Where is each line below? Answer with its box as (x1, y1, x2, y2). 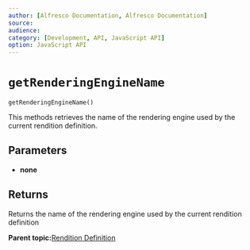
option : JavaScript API (8, 41, 87, 49)
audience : (8, 26, 41, 34)
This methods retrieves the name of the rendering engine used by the (8, 113, 236, 122)
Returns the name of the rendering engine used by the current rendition (8, 209, 242, 218)
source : (8, 19, 34, 27)
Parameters (8, 144, 67, 157)
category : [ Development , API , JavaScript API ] (8, 33, 165, 42)
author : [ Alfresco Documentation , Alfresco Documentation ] (8, 11, 208, 20)
